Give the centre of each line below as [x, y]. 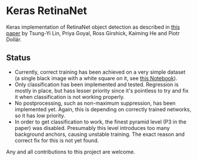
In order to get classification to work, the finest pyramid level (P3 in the [101, 122]
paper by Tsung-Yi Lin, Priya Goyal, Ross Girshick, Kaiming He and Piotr [93, 33]
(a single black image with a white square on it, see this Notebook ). [96, 78]
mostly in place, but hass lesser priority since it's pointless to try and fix [102, 90]
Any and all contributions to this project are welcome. [71, 152]
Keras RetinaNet [46, 11]
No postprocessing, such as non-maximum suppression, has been [95, 103]
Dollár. [14, 39]
